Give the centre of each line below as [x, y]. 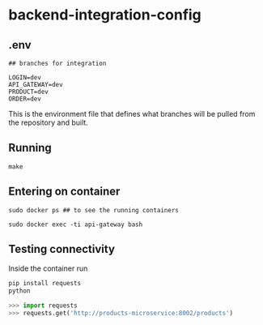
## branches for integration [57, 63]
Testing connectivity [62, 249]
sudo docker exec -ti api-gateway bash [76, 225]
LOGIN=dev [25, 78]
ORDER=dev [25, 99]
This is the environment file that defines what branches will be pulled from [132, 114]
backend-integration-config [105, 15]
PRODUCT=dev [28, 92]
